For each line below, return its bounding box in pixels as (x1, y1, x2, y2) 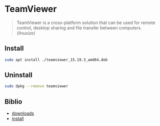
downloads (11, 110, 34, 116)
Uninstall (4, 71, 33, 79)
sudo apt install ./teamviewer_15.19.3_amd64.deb (4, 57, 108, 62)
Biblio (4, 97, 23, 106)
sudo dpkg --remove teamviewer (4, 84, 69, 89)
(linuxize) (16, 30, 35, 36)
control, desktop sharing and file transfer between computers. (16, 25, 142, 30)
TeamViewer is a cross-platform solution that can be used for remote (16, 20, 156, 25)
